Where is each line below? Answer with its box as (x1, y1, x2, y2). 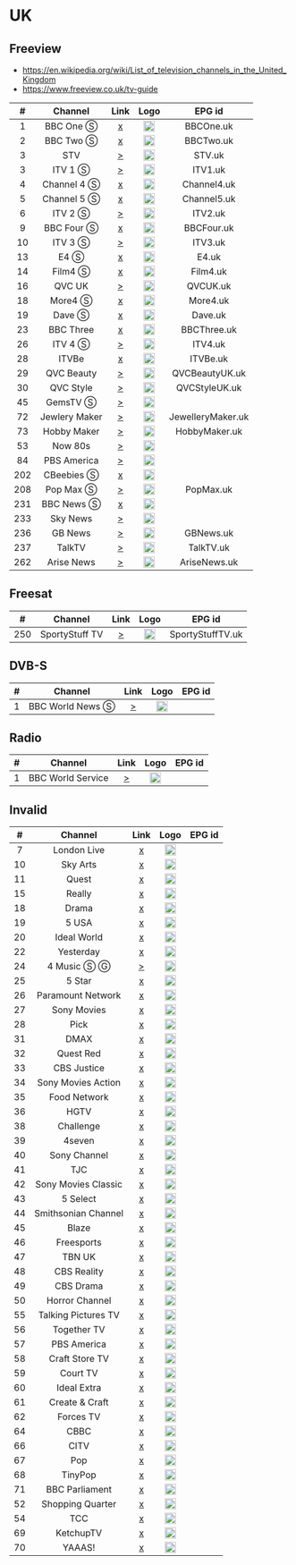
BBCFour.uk (183, 222, 234, 233)
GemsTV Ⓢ (46, 396, 97, 408)
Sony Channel (49, 1149, 109, 1162)
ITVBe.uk (190, 352, 229, 365)
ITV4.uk (191, 338, 226, 350)
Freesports (55, 1236, 102, 1248)
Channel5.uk (182, 193, 236, 205)
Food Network (48, 1091, 109, 1104)
